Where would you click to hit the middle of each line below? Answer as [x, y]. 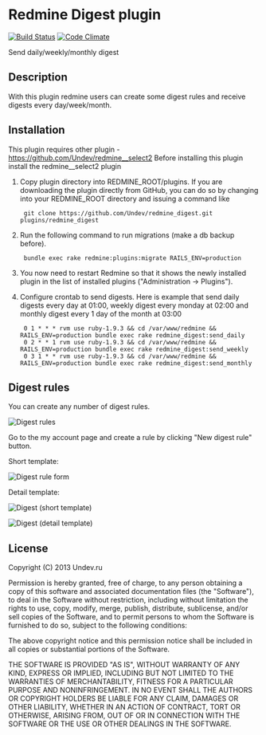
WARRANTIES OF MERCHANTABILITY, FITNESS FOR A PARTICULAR [121, 682]
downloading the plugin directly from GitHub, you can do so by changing [139, 190]
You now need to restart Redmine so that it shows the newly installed [133, 273]
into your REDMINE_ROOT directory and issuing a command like [125, 198]
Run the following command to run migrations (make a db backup [127, 235]
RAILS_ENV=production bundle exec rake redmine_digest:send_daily [132, 335]
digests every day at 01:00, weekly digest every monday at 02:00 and [134, 305]
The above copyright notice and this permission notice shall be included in [130, 641]
